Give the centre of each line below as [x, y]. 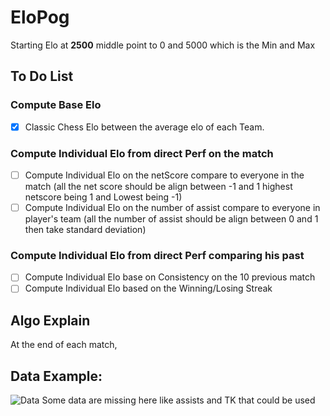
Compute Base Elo [56, 105]
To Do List [42, 76]
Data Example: [56, 376]
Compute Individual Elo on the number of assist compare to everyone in [172, 208]
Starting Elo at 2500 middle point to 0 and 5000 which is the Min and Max [163, 45]
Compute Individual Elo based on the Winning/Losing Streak [148, 288]
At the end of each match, [64, 345]
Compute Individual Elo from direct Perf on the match [142, 153]
